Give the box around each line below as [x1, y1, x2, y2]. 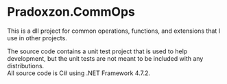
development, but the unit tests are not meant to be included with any [7, 54, 204, 62]
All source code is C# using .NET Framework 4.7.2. [7, 69, 151, 77]
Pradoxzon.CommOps [7, 4, 136, 20]
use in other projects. [7, 33, 67, 42]
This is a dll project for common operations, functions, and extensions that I [7, 27, 221, 35]
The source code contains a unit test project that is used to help [7, 47, 188, 55]
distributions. [7, 61, 45, 70]
